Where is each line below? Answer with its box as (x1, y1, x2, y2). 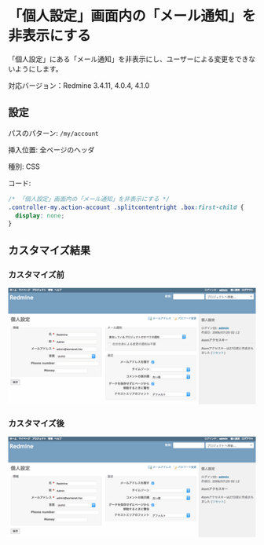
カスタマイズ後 (8, 418, 65, 429)
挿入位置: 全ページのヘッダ (8, 144, 95, 154)
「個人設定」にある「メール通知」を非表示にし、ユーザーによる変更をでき (8, 54, 249, 64)
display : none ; (15, 211, 65, 220)
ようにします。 (14, 64, 63, 73)
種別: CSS (8, 162, 41, 171)
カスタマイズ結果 (8, 243, 91, 257)
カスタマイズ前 (8, 269, 65, 280)
